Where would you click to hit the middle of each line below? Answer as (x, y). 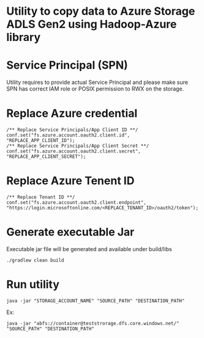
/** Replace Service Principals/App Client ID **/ (72, 130)
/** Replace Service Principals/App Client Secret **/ (78, 146)
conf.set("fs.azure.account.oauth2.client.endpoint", (77, 203)
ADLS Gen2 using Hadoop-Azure (92, 24)
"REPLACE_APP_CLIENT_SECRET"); (46, 157)
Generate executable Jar (70, 232)
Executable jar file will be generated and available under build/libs (89, 249)
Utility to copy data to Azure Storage (101, 11)
